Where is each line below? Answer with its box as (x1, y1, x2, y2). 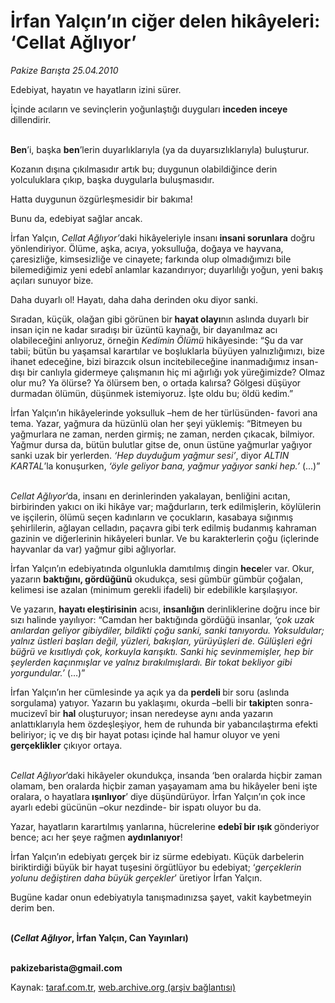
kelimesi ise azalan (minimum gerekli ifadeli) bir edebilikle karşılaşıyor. (10, 583, 298, 595)
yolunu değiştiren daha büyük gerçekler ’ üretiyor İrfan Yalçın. (10, 871, 263, 884)
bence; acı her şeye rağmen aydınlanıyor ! (10, 831, 183, 843)
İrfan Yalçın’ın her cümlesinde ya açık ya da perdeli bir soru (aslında (10, 686, 290, 698)
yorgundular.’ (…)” (10, 666, 86, 679)
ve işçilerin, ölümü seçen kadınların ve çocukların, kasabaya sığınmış (10, 511, 294, 523)
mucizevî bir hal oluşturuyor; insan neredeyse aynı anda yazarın (10, 707, 274, 719)
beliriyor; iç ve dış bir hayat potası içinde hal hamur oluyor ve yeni (10, 728, 280, 740)
